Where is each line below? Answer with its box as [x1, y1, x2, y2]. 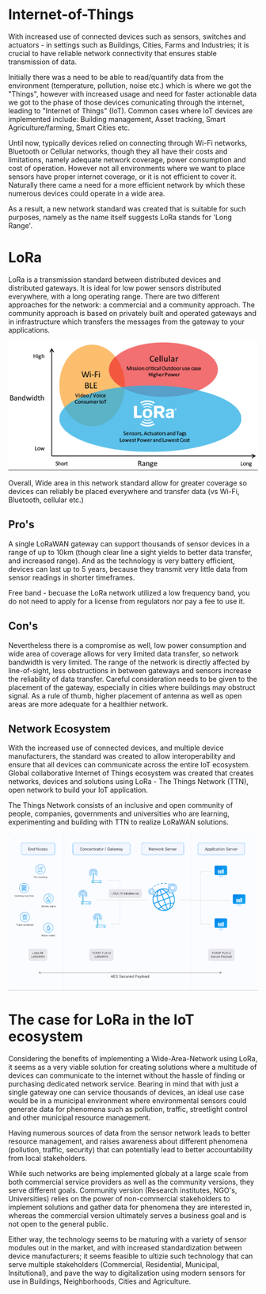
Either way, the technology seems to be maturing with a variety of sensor [8, 1234, 247, 1244]
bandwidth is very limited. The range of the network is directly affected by [8, 657, 250, 667]
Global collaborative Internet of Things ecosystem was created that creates [8, 768, 254, 778]
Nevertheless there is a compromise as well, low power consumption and [8, 640, 247, 650]
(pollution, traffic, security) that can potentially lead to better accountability [8, 1144, 253, 1154]
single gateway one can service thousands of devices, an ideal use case [8, 1087, 245, 1097]
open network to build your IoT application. [8, 786, 149, 795]
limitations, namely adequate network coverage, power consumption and [8, 154, 247, 164]
